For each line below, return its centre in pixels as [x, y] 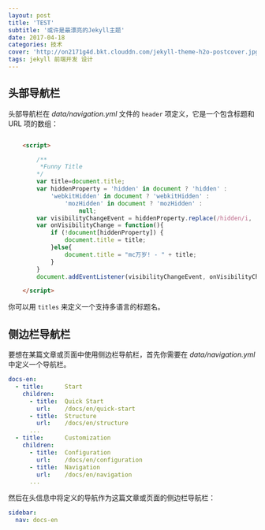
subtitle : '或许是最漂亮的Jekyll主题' [66, 30]
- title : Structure [63, 416]
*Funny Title [61, 167]
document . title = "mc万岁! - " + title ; [131, 254]
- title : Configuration [70, 452]
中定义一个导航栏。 [39, 365]
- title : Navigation [65, 467]
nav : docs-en [37, 521]
